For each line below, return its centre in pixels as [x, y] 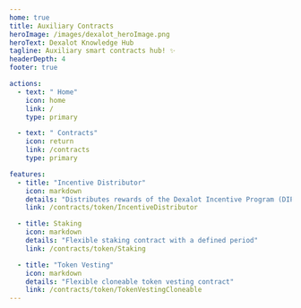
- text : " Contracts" [58, 133]
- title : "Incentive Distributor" [82, 183]
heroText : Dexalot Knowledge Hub [72, 43]
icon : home [46, 100]
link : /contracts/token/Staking [86, 248]
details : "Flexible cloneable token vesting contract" [130, 282]
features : [28, 174]
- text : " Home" [47, 92]
